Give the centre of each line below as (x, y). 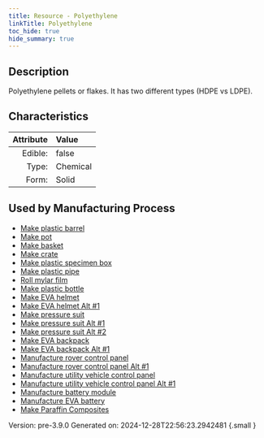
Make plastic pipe (50, 271)
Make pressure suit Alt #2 (63, 332)
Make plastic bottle (52, 288)
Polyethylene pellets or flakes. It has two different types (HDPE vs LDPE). (131, 91)
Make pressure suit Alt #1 (63, 323)
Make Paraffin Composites (65, 409)
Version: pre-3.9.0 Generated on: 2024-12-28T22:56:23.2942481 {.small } (132, 425)
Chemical (74, 166)
